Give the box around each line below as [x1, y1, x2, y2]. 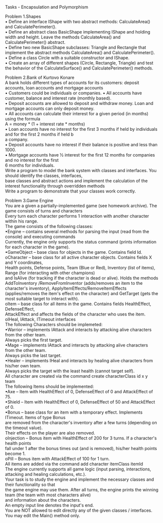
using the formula [5, 116, 40, 122]
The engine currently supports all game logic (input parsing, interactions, [5, 466, 151, 472]
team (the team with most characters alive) [5, 492, 91, 498]
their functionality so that [5, 482, 55, 488]
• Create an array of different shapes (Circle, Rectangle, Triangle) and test [5, 60, 154, 66]
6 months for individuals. [5, 162, 55, 168]
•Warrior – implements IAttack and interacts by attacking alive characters [5, 327, 152, 332]
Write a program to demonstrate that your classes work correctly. [5, 188, 136, 194]
